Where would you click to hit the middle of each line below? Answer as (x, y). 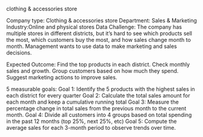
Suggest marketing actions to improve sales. (62, 77)
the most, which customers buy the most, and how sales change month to (98, 40)
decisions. (19, 53)
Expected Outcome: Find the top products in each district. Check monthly (98, 64)
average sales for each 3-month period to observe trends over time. (91, 128)
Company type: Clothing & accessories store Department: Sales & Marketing (101, 20)
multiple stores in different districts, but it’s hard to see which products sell (99, 33)
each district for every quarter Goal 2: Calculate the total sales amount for (98, 95)
